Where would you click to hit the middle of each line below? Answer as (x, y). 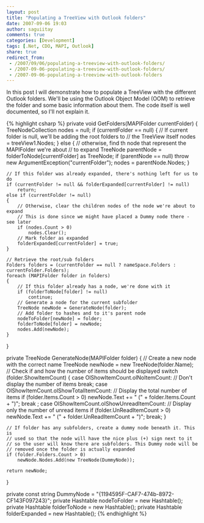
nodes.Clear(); (48, 233)
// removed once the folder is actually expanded (71, 449)
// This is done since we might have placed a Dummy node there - (104, 217)
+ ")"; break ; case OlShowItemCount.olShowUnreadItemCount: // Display (99, 404)
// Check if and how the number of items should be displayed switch (92, 371)
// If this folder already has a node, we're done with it (94, 287)
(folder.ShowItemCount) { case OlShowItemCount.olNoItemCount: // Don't (100, 378)
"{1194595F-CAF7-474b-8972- (135, 494)
